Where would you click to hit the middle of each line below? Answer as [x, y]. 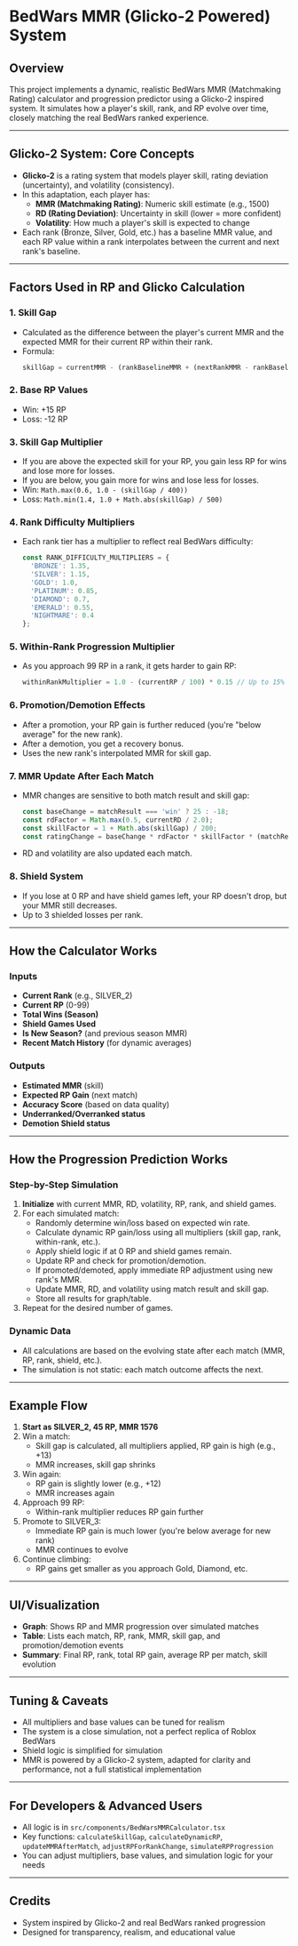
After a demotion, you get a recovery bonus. [103, 744]
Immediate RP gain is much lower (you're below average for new [153, 1531]
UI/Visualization [55, 1605]
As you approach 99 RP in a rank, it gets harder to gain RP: [129, 666]
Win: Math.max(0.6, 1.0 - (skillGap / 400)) [105, 489]
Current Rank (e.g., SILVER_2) [77, 996]
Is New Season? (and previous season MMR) [105, 1033]
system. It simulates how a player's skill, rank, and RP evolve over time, [139, 108]
